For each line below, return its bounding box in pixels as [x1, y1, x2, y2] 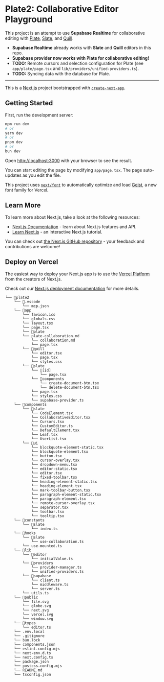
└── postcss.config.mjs [14, 663, 62, 668]
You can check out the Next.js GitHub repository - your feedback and [5, 238, 145, 244]
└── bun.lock [14, 637, 41, 642]
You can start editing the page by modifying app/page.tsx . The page [5, 167, 143, 173]
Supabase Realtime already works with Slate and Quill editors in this [12, 45, 151, 50]
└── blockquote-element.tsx [31, 449, 89, 454]
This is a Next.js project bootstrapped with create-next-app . [5, 85, 126, 91]
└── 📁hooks [14, 530, 36, 536]
